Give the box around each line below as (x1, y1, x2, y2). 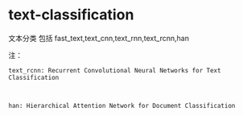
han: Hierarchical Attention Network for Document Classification (8, 101, 236, 110)
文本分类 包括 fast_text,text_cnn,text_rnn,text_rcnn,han (8, 33, 189, 43)
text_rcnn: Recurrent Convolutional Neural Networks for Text (8, 66, 221, 74)
